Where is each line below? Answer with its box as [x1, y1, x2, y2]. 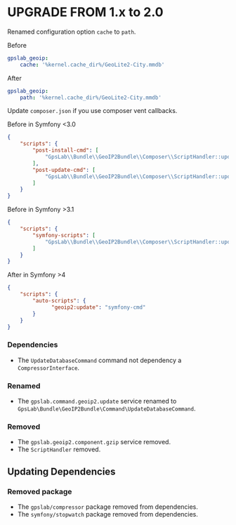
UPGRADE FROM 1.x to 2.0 [7, 4, 164, 20]
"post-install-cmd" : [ [32, 147, 99, 154]
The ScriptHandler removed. [17, 445, 101, 453]
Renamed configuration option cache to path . [7, 27, 136, 36]
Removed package [7, 486, 72, 496]
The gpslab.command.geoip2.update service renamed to [17, 397, 177, 406]
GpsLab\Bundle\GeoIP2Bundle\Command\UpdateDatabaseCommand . [17, 404, 196, 413]
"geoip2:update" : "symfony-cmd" [51, 303, 146, 311]
